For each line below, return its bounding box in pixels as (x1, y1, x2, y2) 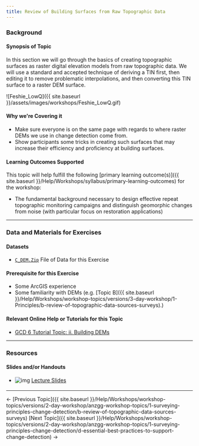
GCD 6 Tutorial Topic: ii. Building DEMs (14, 328, 110, 335)
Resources (6, 349, 38, 357)
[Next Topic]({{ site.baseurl (28, 415, 95, 422)
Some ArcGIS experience (14, 283, 76, 290)
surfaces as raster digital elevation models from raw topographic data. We (6, 62, 187, 69)
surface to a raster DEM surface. (6, 81, 86, 88)
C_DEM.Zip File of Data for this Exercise (14, 256, 110, 264)
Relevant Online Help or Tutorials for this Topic (6, 315, 123, 323)
